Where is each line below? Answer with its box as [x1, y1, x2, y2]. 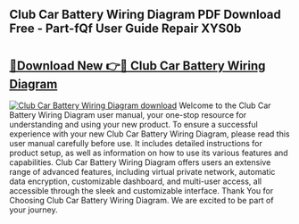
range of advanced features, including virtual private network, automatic [9, 167, 276, 177]
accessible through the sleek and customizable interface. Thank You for [9, 186, 274, 195]
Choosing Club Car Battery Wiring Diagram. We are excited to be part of [9, 195, 274, 205]
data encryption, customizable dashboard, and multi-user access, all [9, 176, 262, 187]
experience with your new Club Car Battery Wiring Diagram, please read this [9, 129, 290, 139]
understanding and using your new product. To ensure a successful [9, 120, 259, 129]
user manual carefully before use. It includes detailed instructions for [9, 138, 263, 148]
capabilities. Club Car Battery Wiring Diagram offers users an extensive [9, 157, 271, 168]
